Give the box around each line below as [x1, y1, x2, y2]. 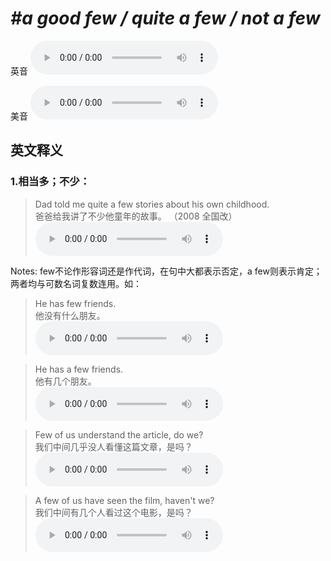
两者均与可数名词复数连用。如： [10, 277, 142, 289]
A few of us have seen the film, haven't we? [34, 494, 215, 506]
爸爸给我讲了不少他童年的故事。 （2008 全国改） [34, 210, 238, 222]
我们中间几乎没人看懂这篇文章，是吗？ [34, 440, 193, 452]
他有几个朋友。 [34, 375, 97, 387]
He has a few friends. [34, 363, 124, 375]
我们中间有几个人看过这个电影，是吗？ [34, 506, 193, 518]
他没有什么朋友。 [34, 309, 106, 321]
